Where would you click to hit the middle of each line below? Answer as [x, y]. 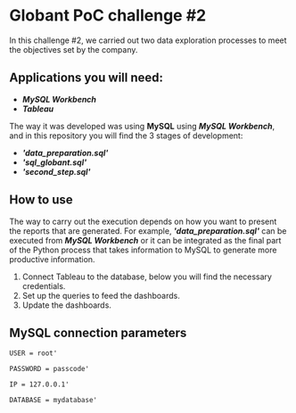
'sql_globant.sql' [54, 162]
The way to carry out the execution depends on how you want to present [143, 221]
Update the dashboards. [66, 305]
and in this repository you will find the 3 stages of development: [126, 136]
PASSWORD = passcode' [49, 369]
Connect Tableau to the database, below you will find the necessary [147, 277]
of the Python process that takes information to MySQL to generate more [143, 250]
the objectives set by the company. [74, 49]
